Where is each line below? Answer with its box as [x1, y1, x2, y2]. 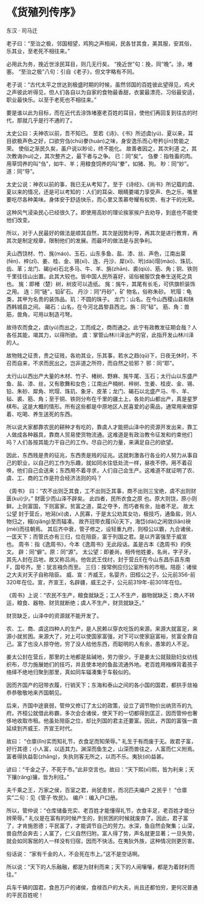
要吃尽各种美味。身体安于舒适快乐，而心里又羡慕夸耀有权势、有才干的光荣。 [6, 195, 198, 203]
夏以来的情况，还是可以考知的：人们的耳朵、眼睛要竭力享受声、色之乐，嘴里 [6, 188, 198, 195]
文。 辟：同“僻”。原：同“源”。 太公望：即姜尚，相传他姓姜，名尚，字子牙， [6, 548, 194, 555]
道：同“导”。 [6, 167, 38, 175]
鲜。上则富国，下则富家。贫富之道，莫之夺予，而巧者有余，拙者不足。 [6, 502, 182, 510]
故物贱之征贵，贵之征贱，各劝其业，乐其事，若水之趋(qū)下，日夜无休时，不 [6, 351, 198, 359]
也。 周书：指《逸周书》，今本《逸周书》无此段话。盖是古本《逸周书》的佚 [6, 540, 191, 548]
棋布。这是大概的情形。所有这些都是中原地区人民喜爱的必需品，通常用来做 [6, 402, 192, 410]
